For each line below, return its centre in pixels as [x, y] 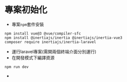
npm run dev [17, 67]
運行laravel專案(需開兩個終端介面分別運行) [54, 51]
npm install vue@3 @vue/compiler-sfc [43, 33]
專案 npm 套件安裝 [28, 24]
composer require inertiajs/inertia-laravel [50, 42]
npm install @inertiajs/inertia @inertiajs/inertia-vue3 [63, 38]
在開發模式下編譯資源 [33, 57]
